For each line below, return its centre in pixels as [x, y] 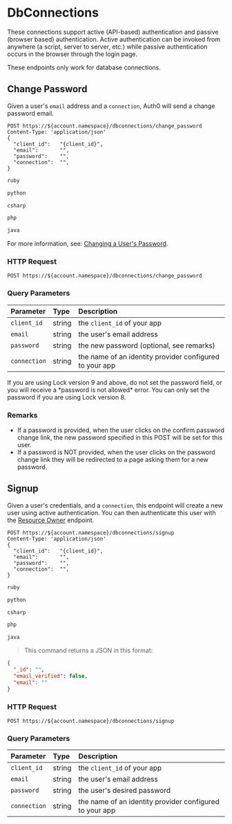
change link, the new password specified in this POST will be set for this [120, 438]
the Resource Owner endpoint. [51, 520]
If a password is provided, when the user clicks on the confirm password [120, 430]
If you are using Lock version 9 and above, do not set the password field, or [115, 382]
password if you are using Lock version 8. [67, 397]
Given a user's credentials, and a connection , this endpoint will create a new [115, 505]
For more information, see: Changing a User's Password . [88, 244]
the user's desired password [125, 791]
